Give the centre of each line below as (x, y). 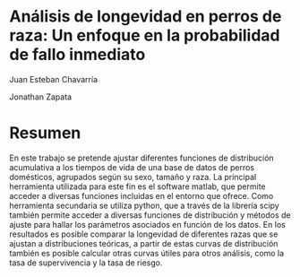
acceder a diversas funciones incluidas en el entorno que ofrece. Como (141, 195)
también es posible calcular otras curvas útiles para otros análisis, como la (147, 253)
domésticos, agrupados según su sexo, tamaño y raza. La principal (133, 177)
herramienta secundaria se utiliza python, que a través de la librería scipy (144, 205)
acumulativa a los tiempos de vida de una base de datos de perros (132, 167)
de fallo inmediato (77, 55)
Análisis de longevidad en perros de (146, 17)
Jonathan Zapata (41, 97)
